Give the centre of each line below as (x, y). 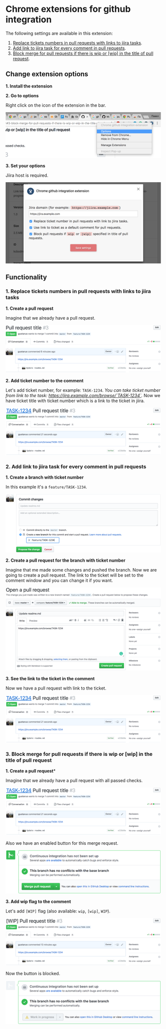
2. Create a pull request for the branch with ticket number (66, 560)
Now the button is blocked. (33, 974)
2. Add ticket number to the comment (45, 380)
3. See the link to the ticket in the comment (50, 678)
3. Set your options (26, 166)
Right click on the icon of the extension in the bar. (56, 105)
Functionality (26, 277)
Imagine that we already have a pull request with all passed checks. (74, 780)
